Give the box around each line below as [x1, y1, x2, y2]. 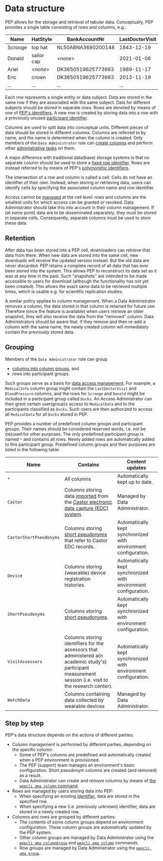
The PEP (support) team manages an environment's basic [19, 762, 135, 768]
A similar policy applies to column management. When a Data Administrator [5, 298, 156, 304]
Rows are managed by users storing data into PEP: [12, 788, 114, 794]
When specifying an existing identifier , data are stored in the [19, 793, 140, 799]
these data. [5, 220, 28, 226]
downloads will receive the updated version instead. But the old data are [5, 257, 149, 263]
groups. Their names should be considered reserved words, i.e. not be [5, 426, 146, 432]
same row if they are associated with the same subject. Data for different [5, 99, 150, 105]
